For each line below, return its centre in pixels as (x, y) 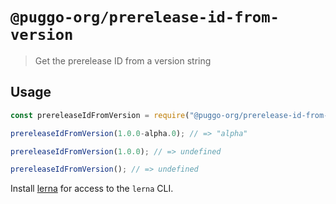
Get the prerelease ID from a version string (123, 60)
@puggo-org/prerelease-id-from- (145, 17)
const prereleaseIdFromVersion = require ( (100, 115)
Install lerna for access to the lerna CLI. (92, 189)
